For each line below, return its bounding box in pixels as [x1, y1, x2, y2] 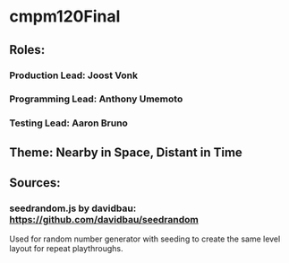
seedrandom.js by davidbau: [9, 202, 137, 215]
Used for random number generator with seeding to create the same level [9, 233, 281, 244]
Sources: [9, 175, 61, 190]
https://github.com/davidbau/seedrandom [9, 214, 199, 226]
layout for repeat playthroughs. [9, 243, 123, 254]
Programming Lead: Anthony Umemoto [9, 92, 183, 105]
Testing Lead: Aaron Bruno [9, 117, 128, 129]
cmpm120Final [9, 6, 121, 27]
